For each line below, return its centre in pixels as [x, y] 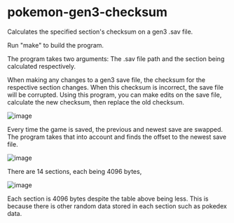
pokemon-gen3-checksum [88, 12]
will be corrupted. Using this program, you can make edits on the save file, [115, 95]
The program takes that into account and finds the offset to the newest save [117, 137]
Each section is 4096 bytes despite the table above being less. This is [108, 198]
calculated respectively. [41, 66]
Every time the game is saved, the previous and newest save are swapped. [115, 129]
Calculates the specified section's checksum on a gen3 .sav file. [100, 32]
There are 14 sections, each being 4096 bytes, [75, 171]
